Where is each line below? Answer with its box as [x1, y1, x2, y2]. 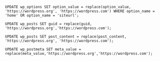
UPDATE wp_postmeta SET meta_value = [5, 47, 81, 52]
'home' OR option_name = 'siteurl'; [5, 13, 79, 18]
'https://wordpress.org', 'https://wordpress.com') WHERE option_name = [5, 9, 155, 14]
